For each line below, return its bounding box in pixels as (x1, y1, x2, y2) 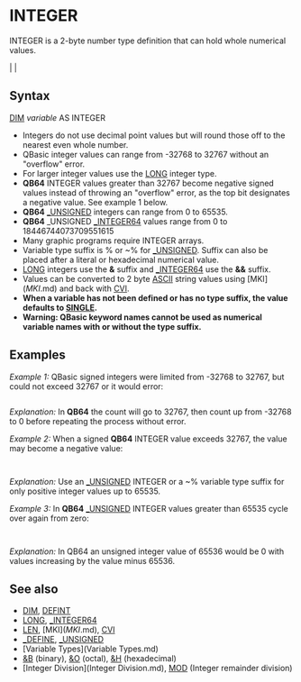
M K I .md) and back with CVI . (25, 283, 130, 294)
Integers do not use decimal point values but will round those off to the (22, 130, 286, 141)
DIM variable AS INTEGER (9, 112, 106, 123)
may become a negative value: (9, 442, 123, 453)
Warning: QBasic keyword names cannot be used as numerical (22, 312, 263, 323)
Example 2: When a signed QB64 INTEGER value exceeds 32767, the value (9, 433, 287, 444)
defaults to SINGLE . (22, 302, 97, 313)
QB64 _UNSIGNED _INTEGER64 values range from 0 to (22, 215, 228, 226)
